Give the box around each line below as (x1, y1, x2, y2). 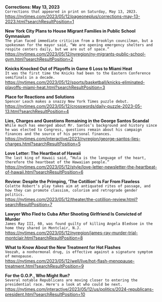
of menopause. (5, 254, 34, 259)
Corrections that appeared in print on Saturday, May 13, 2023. (5, 9, 138, 14)
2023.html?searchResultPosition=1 (5, 19, 74, 24)
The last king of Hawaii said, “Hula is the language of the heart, (5, 155, 146, 160)
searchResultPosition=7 (5, 201, 52, 207)
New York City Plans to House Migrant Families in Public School (5, 28, 136, 34)
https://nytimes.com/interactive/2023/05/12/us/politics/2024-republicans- (5, 286, 154, 292)
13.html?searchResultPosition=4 (5, 109, 69, 114)
